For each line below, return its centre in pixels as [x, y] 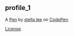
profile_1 [18, 8]
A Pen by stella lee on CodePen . [37, 19]
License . [14, 29]
